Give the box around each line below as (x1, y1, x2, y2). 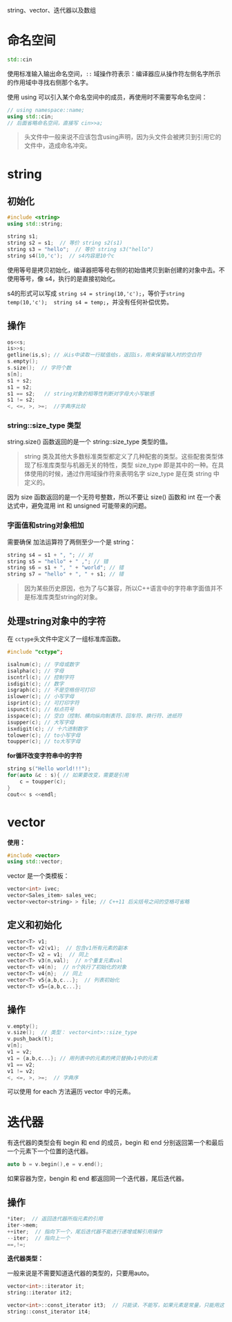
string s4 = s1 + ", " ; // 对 (7, 551, 93, 558)
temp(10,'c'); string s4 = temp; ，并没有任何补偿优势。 (7, 297, 173, 306)
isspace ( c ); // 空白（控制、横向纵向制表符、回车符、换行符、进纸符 (7, 712, 182, 719)
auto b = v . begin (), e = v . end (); (7, 1161, 104, 1168)
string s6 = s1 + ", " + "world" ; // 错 (7, 564, 124, 571)
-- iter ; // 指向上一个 (7, 1234, 70, 1242)
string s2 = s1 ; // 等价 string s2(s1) (7, 239, 123, 247)
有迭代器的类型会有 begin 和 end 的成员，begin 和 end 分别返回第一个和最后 (7, 1139, 224, 1147)
